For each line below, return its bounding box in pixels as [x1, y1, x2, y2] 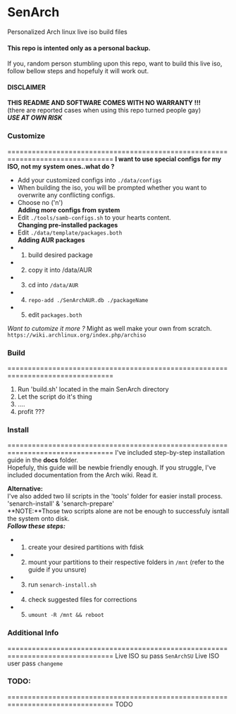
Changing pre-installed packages [17, 220, 118, 229]
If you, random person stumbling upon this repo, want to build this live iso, [7, 59, 223, 68]
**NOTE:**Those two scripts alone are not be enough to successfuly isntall [7, 507, 230, 515]
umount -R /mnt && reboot [27, 612, 104, 619]
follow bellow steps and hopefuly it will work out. [7, 67, 149, 75]
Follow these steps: [7, 522, 66, 530]
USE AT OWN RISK [7, 113, 63, 122]
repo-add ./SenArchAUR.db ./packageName [27, 296, 149, 303]
